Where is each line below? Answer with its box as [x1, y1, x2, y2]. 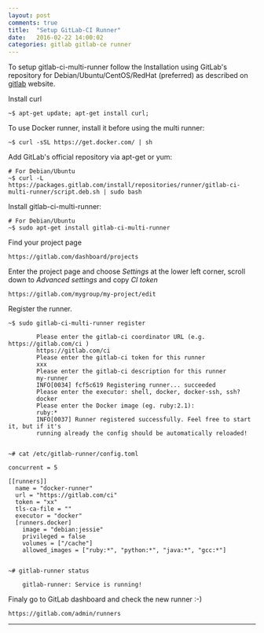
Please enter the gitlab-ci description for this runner [36, 367, 226, 376]
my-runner [36, 374, 68, 382]
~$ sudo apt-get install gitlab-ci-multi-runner [8, 224, 170, 232]
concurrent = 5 [8, 464, 58, 472]
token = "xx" [15, 499, 58, 506]
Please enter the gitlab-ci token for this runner [36, 354, 206, 362]
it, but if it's [8, 422, 61, 431]
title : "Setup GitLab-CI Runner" [8, 26, 122, 34]
